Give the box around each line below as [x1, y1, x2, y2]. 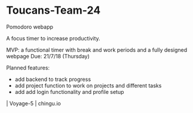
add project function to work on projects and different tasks [14, 81, 162, 89]
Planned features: [6, 64, 50, 71]
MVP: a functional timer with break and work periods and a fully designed [6, 46, 188, 54]
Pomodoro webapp [6, 23, 54, 30]
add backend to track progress [14, 76, 91, 83]
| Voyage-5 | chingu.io [6, 99, 61, 107]
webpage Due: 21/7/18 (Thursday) [6, 52, 90, 59]
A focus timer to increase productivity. [6, 34, 100, 42]
